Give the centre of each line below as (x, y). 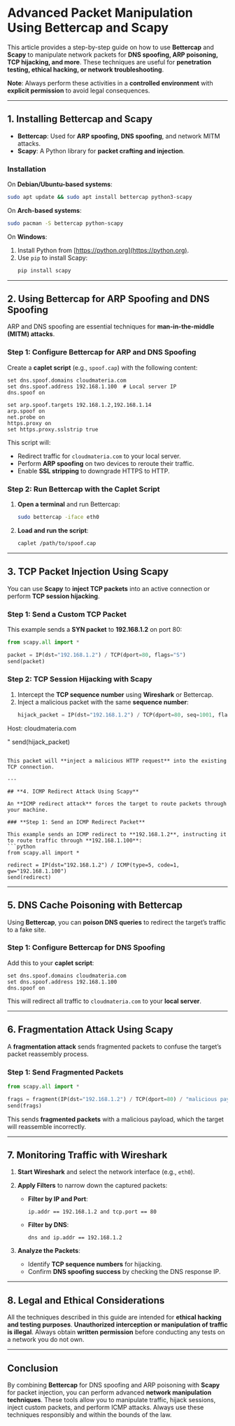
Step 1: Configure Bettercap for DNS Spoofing (86, 948)
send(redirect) (29, 877)
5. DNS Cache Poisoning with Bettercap (95, 905)
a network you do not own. (46, 1340)
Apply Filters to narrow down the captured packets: (92, 1186)
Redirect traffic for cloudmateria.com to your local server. (99, 456)
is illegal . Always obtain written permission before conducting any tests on (116, 1332)
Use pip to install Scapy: (52, 258)
